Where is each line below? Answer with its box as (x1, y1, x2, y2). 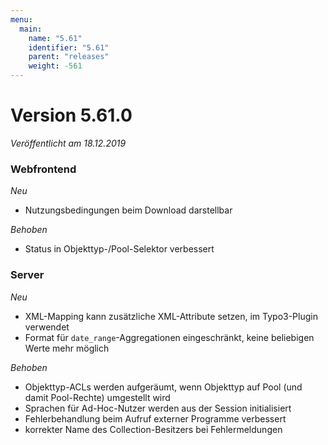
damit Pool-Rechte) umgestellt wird (24, 391, 171, 403)
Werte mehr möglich (24, 342, 110, 354)
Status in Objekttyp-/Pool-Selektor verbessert (24, 243, 215, 255)
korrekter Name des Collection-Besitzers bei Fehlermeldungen (24, 423, 283, 435)
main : (19, 24, 43, 34)
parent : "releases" (28, 52, 110, 62)
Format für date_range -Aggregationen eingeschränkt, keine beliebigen (24, 331, 315, 343)
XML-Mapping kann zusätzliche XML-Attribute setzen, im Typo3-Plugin (24, 310, 318, 322)
